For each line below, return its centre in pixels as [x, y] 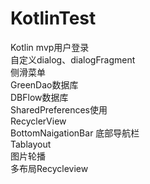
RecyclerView [38, 121]
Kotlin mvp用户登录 [50, 47]
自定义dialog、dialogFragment [73, 59]
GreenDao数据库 [44, 84]
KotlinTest [53, 18]
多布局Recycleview [49, 168]
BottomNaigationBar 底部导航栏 [75, 133]
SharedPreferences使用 [59, 109]
